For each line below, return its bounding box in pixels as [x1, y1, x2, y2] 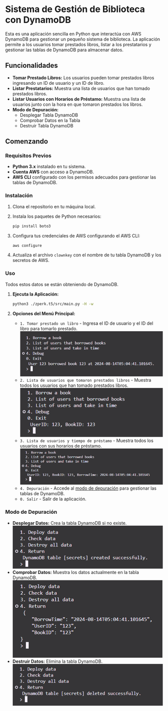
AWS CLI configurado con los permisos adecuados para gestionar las [12, 174, 156, 180]
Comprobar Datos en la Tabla [19, 117, 80, 123]
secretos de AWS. [12, 257, 50, 263]
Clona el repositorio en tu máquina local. [12, 203, 96, 209]
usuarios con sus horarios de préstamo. [19, 443, 102, 449]
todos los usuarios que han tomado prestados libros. [19, 382, 128, 388]
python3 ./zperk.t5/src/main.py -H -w [12, 301, 93, 307]
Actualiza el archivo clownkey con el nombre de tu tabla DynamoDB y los [12, 252, 161, 258]
